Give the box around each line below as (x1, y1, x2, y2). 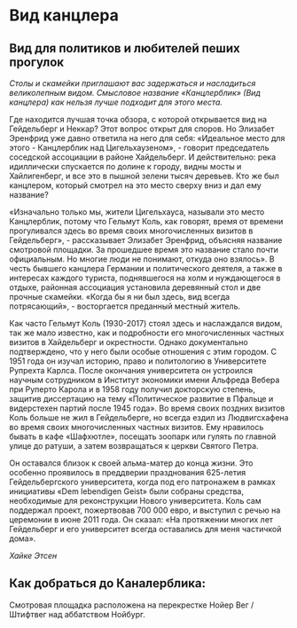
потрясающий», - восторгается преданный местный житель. (9, 301, 241, 311)
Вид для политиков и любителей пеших (9, 41, 241, 56)
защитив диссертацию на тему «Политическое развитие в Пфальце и (9, 394, 274, 404)
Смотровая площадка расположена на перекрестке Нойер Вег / (9, 600, 254, 610)
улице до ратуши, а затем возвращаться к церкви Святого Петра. (9, 441, 259, 451)
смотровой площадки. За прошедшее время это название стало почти (9, 245, 279, 255)
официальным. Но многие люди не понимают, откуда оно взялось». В (9, 254, 275, 264)
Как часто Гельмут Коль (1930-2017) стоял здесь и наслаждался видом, (9, 318, 283, 328)
